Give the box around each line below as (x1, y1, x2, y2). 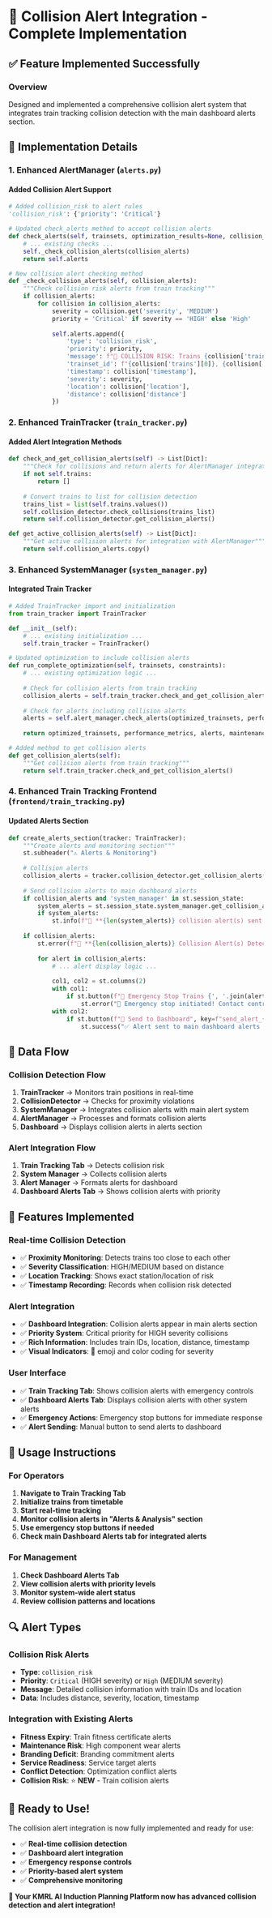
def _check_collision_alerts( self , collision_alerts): (8, 277, 198, 285)
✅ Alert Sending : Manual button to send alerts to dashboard (19, 1422, 222, 1432)
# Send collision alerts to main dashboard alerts (23, 887, 198, 895)
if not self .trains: (23, 470, 92, 478)
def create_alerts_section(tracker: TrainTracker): (8, 834, 186, 842)
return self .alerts (23, 255, 89, 263)
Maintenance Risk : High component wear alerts (19, 1740, 181, 1750)
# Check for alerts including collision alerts (23, 707, 186, 715)
